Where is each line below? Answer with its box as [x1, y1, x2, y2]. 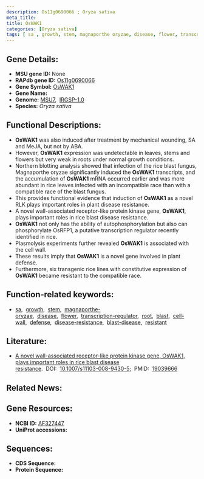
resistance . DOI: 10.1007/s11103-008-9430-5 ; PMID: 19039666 [15, 365, 178, 373]
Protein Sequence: [15, 466, 64, 474]
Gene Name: [15, 89, 47, 97]
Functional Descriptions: [6, 120, 101, 131]
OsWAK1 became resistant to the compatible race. [15, 272, 142, 279]
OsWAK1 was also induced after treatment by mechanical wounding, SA [15, 136, 195, 143]
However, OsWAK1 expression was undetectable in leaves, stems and [15, 149, 190, 156]
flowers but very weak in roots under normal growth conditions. [15, 156, 174, 163]
